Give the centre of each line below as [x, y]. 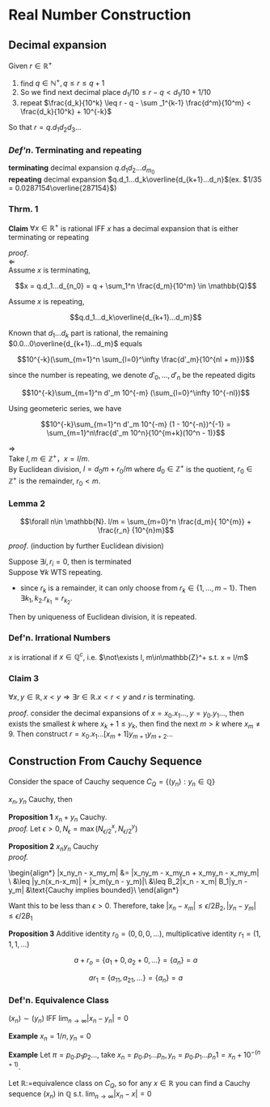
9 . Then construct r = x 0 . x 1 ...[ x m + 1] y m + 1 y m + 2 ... [91, 735]
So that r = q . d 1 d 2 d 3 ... [45, 128]
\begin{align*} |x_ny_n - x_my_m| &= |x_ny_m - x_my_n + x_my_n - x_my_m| [134, 873]
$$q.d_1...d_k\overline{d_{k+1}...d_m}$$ [136, 317]
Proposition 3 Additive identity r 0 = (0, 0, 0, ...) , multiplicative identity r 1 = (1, [135, 934]
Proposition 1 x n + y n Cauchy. [58, 818]
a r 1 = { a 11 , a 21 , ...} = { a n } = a [136, 978]
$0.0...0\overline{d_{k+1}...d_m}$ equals [76, 344]
